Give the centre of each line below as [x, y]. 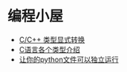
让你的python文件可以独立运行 [69, 59]
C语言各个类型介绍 [50, 49]
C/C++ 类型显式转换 [52, 40]
